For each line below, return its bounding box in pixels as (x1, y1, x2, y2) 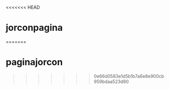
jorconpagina (6, 22, 63, 33)
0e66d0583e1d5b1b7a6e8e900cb (94, 73, 164, 79)
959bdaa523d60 (94, 78, 129, 84)
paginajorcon (6, 57, 63, 68)
